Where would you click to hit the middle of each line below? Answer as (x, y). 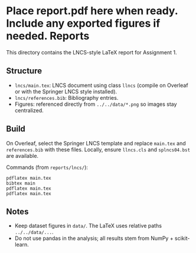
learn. (22, 245)
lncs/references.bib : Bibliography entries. (66, 98)
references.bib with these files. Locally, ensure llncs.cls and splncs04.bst (98, 150)
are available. (22, 155)
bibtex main (21, 183)
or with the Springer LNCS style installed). (66, 91)
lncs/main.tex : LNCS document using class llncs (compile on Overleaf (101, 85)
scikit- (182, 238)
